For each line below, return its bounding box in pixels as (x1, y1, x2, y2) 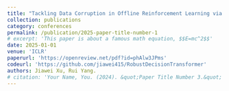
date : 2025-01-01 (7, 42, 57, 49)
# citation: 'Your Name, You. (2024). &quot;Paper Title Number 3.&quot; (7, 73, 223, 81)
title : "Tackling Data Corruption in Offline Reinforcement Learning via (7, 10, 223, 17)
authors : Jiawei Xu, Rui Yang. (7, 67, 97, 74)
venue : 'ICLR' (7, 49, 48, 55)
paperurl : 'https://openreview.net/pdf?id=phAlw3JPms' (7, 55, 167, 62)
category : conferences (7, 23, 72, 29)
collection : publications (7, 16, 81, 23)
